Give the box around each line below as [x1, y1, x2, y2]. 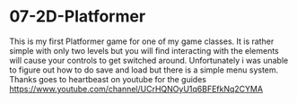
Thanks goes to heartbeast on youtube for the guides [9, 73, 206, 84]
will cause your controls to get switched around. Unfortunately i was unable [9, 55, 289, 65]
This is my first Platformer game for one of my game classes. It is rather [9, 36, 275, 47]
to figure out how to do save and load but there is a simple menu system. [9, 64, 279, 75]
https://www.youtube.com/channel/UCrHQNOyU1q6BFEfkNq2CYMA [9, 83, 263, 94]
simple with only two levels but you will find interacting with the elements [9, 45, 280, 56]
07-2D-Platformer [9, 6, 146, 27]
